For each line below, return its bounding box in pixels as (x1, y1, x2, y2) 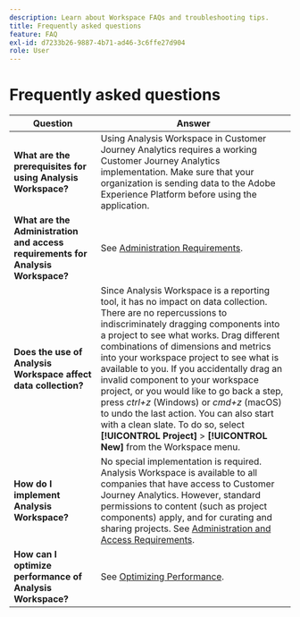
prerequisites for (13, 160, 87, 173)
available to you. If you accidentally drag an (100, 363, 283, 376)
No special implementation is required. (100, 455, 262, 468)
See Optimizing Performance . (100, 571, 225, 583)
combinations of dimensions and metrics (100, 341, 271, 353)
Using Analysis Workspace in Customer (100, 132, 266, 145)
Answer (176, 117, 211, 130)
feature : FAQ (9, 30, 58, 38)
